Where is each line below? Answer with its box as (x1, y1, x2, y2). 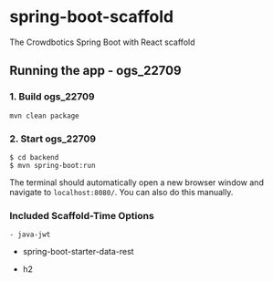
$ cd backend (9, 152, 59, 162)
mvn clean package (9, 111, 79, 120)
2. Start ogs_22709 (9, 132, 97, 145)
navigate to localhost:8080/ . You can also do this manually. (9, 186, 234, 197)
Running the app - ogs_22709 (9, 63, 182, 78)
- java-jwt (9, 230, 51, 239)
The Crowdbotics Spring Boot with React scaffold (9, 37, 195, 47)
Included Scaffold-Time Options (9, 209, 155, 222)
